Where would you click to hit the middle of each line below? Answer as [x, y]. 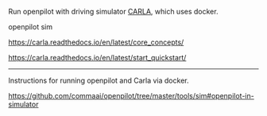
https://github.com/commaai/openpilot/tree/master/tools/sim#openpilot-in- [131, 96]
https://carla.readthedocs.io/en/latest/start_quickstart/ [97, 58]
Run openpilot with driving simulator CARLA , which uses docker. [113, 12]
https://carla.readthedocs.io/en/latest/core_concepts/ [96, 42]
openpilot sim [31, 27]
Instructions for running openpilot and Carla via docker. [99, 80]
